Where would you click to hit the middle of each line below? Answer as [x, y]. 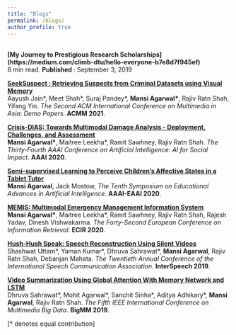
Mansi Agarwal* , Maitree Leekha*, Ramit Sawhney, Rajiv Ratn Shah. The [113, 142]
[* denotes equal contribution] [51, 324]
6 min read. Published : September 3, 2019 [70, 70]
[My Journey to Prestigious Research [63, 55]
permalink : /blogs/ [36, 21]
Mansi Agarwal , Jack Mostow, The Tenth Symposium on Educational [108, 186]
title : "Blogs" [30, 14]
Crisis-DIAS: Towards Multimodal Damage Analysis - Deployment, [107, 127]
